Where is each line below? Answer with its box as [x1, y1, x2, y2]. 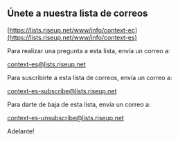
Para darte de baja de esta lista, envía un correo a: [7, 100, 151, 109]
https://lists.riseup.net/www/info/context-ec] [9, 26, 137, 34]
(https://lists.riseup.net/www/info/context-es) [7, 33, 137, 41]
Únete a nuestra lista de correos [7, 8, 148, 19]
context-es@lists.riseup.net [7, 60, 86, 68]
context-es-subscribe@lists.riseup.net [7, 86, 117, 95]
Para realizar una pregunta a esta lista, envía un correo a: [7, 46, 170, 55]
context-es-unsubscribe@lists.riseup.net [7, 113, 125, 122]
